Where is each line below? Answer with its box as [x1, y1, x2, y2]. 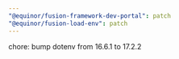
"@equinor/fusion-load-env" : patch [8, 19, 128, 27]
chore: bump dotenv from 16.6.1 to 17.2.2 [8, 41, 142, 51]
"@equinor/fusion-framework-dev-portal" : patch [8, 11, 172, 20]
